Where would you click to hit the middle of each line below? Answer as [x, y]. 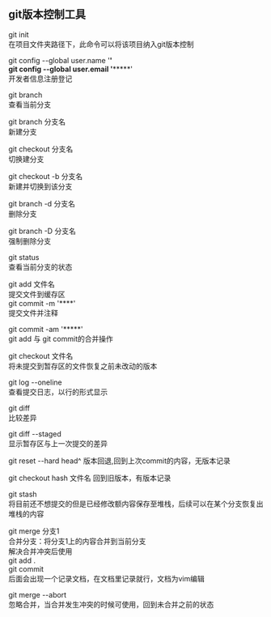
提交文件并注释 [33, 313]
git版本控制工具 [47, 15]
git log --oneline [35, 382]
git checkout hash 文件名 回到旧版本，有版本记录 [90, 478]
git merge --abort [38, 594]
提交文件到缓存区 [37, 294]
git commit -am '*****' [46, 329]
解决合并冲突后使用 [40, 551]
